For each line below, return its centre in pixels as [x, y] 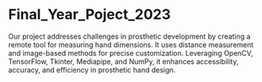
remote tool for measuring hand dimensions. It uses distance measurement [131, 44]
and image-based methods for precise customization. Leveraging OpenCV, [131, 53]
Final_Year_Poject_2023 [90, 15]
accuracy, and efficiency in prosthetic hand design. [92, 69]
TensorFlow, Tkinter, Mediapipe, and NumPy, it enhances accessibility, [123, 61]
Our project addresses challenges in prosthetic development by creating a [129, 36]
